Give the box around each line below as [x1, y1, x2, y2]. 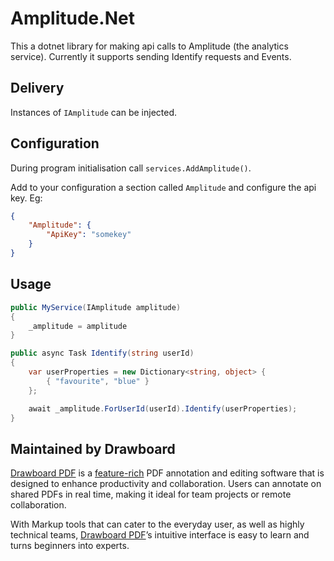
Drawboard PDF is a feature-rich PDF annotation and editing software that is [10, 467, 325, 479]
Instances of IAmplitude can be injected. [10, 106, 178, 118]
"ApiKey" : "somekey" [46, 230, 132, 240]
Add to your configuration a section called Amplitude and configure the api [10, 181, 317, 193]
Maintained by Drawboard [10, 440, 176, 457]
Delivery [10, 80, 65, 97]
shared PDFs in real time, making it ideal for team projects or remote [10, 488, 292, 501]
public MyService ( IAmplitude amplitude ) [10, 302, 182, 312]
